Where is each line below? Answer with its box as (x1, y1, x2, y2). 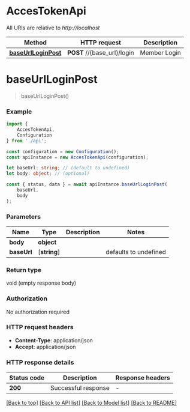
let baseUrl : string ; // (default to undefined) (6, 165, 130, 171)
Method (23, 38, 47, 46)
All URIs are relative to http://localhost (6, 24, 100, 31)
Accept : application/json (14, 343, 76, 350)
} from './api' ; (6, 138, 47, 144)
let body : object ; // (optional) (6, 171, 90, 177)
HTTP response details (6, 358, 74, 366)
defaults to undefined (105, 247, 167, 256)
